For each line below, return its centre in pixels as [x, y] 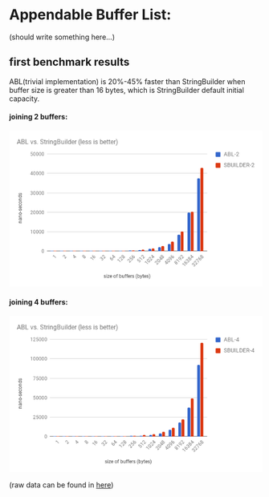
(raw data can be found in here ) [61, 485]
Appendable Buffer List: [90, 15]
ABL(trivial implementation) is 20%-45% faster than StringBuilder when [127, 81]
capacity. [24, 99]
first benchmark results [69, 62]
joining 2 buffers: [39, 117]
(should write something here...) [62, 37]
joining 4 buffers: [39, 302]
